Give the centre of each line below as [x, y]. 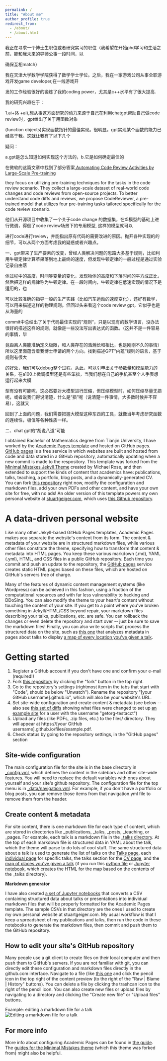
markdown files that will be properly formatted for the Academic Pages [78, 904]
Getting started [37, 657]
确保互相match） [22, 64]
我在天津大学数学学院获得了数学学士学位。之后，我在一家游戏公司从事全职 [81, 75]
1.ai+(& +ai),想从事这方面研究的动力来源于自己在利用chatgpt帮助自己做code [83, 113]
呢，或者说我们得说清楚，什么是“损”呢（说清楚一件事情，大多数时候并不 [79, 397]
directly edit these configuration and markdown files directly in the [73, 968]
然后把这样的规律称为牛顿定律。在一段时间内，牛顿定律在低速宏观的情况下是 [83, 282]
